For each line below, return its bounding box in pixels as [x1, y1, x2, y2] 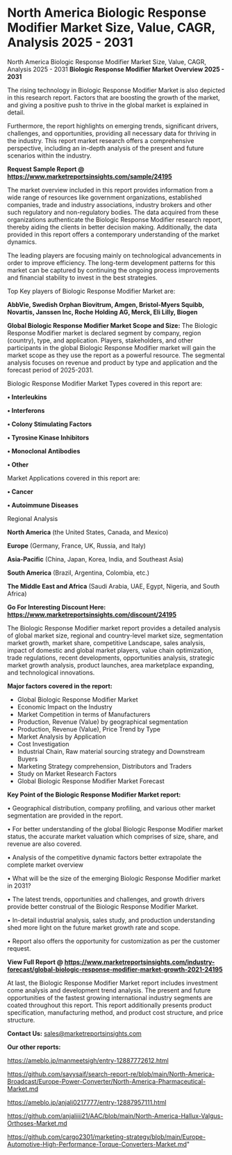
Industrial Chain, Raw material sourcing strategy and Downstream [17, 747, 205, 755]
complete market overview [7, 860, 83, 869]
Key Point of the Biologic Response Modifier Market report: [7, 790, 181, 799]
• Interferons [7, 406, 45, 414]
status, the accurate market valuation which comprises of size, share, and [7, 832, 219, 840]
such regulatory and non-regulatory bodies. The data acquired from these [7, 208, 219, 216]
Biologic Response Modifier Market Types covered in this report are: [7, 379, 203, 388]
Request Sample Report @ [7, 165, 85, 173]
